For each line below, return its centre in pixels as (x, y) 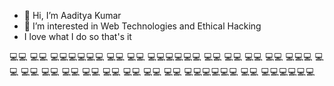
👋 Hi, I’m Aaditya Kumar (72, 15)
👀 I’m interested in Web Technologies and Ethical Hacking (142, 26)
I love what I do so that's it (77, 36)
